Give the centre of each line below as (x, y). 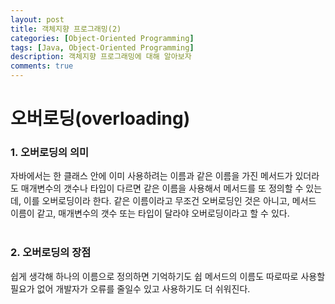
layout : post (37, 19)
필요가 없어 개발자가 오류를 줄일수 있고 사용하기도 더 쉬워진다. (130, 288)
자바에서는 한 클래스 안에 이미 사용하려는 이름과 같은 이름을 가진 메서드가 (151, 176)
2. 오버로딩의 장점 (51, 253)
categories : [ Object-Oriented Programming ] (102, 38)
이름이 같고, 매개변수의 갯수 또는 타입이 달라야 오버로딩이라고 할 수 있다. (150, 213)
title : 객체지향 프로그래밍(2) (66, 29)
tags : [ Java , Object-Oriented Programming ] (102, 47)
